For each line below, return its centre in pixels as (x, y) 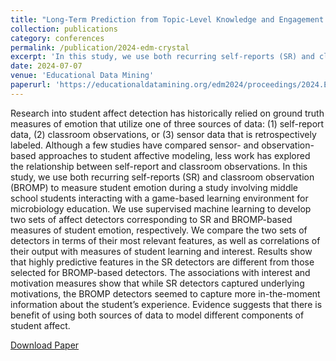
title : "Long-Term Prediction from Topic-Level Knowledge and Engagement (167, 19)
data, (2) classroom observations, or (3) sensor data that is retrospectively (163, 134)
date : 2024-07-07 (46, 66)
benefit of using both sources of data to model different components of (157, 315)
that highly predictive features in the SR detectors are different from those (162, 262)
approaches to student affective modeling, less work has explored (174, 155)
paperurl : (31, 85)
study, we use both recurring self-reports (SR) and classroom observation (162, 177)
